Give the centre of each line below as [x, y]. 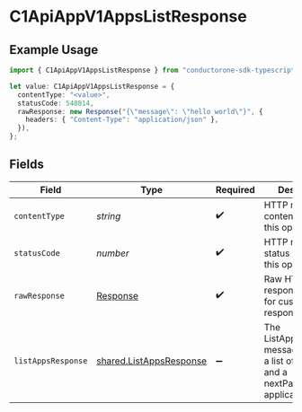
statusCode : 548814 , [56, 103]
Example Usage [54, 50]
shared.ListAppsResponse [151, 361]
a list [274, 361]
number [112, 253]
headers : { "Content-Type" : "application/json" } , [122, 120]
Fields [27, 165]
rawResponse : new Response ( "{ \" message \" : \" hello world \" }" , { [140, 111]
